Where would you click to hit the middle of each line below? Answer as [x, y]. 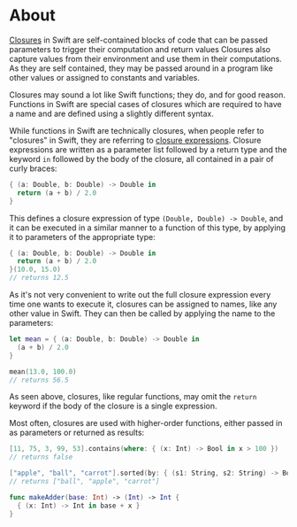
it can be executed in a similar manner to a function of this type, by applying [147, 228]
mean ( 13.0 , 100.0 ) [43, 372]
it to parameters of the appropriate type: [83, 236]
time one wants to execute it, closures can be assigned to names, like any [143, 304]
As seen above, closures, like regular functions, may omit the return [133, 397]
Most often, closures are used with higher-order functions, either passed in [146, 423]
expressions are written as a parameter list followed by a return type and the [148, 149]
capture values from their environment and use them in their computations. [146, 58]
